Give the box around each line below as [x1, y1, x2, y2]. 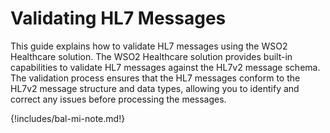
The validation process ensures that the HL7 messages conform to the [10, 72, 301, 84]
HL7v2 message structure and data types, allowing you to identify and [10, 82, 300, 94]
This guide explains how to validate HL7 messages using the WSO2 [10, 40, 288, 52]
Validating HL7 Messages [10, 7, 227, 30]
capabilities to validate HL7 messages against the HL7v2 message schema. [10, 61, 321, 73]
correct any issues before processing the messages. [10, 93, 227, 105]
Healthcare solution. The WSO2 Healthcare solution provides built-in [10, 50, 293, 62]
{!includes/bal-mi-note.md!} [10, 112, 126, 124]
